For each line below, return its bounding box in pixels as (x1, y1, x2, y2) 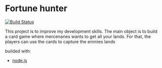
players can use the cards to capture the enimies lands (5, 38, 116, 44)
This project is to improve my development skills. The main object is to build (5, 28, 158, 34)
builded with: (5, 48, 31, 54)
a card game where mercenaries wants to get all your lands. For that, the (5, 34, 151, 39)
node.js (12, 57, 28, 63)
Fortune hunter (5, 3, 67, 14)
